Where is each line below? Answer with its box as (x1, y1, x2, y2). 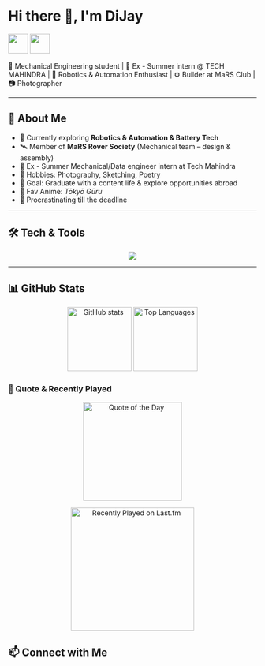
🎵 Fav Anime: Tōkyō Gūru (19, 186, 103, 196)
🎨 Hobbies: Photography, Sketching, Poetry (19, 170, 161, 179)
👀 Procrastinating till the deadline (19, 195, 128, 204)
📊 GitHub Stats (8, 282, 85, 295)
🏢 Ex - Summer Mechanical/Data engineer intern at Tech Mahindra (19, 161, 236, 170)
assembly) (19, 153, 54, 163)
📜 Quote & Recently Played (8, 384, 112, 395)
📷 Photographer (8, 78, 62, 88)
